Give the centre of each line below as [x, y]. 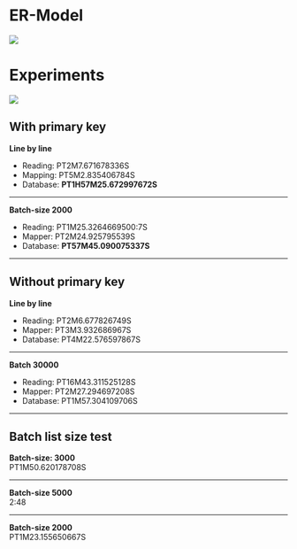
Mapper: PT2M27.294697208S [78, 391]
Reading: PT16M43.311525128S [79, 382]
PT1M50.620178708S [48, 468]
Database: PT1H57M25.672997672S [89, 184]
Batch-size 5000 [41, 493]
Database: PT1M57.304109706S [80, 400]
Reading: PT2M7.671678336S [76, 166]
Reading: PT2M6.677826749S [76, 321]
